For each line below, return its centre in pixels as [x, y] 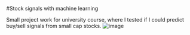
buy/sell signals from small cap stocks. [54, 26]
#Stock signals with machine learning [52, 8]
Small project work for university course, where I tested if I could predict [95, 20]
